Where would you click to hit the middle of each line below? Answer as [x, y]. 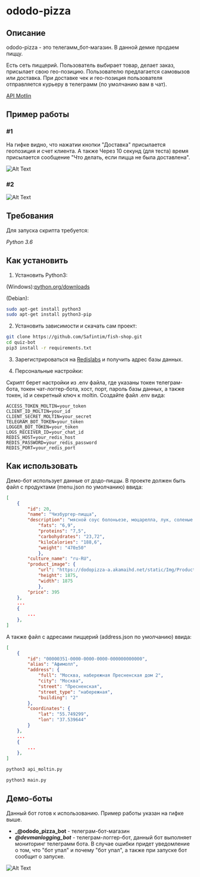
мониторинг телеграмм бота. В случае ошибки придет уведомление [102, 844]
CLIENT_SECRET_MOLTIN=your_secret [49, 416]
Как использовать [42, 466]
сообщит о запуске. [40, 856]
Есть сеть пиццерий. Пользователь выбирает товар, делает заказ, [91, 65]
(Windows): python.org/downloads [48, 286]
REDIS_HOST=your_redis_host [41, 437]
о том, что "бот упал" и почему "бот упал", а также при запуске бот [101, 850]
